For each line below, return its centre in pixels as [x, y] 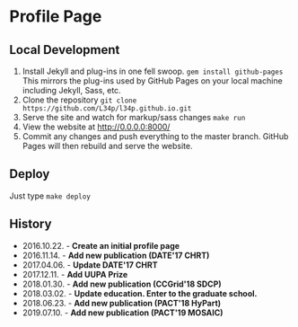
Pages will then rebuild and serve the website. [107, 146]
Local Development [65, 50]
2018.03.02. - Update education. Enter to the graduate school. [140, 293]
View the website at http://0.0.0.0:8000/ [96, 127]
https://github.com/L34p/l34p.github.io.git [107, 109]
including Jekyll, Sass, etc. [71, 90]
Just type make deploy [50, 196]
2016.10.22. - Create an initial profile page [101, 245]
